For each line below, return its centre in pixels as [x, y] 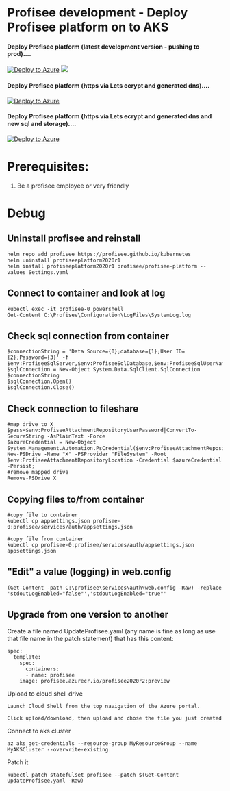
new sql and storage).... [42, 124]
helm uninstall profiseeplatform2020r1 [64, 260]
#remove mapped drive [38, 473]
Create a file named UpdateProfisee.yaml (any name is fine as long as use [111, 631]
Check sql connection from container [88, 336]
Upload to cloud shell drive [45, 694]
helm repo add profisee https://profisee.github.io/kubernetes [99, 254]
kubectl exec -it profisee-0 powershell [66, 309]
